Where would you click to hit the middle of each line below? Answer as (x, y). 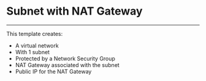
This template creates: (35, 33)
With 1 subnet (32, 52)
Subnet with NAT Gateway (74, 11)
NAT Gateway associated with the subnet (67, 65)
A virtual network (37, 45)
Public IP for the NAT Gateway (53, 71)
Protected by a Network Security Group (65, 58)
